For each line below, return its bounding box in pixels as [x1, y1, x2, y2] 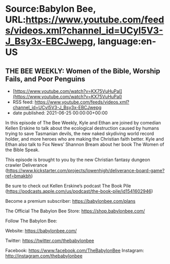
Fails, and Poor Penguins [5, 74, 86, 83]
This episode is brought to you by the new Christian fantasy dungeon [5, 156, 150, 163]
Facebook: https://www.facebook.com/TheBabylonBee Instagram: [5, 248, 144, 253]
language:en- [97, 36, 156, 47]
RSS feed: [12, 99, 34, 105]
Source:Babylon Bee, [5, 3, 96, 15]
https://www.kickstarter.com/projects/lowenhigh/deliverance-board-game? [7, 168, 165, 173]
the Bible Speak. [5, 147, 40, 153]
